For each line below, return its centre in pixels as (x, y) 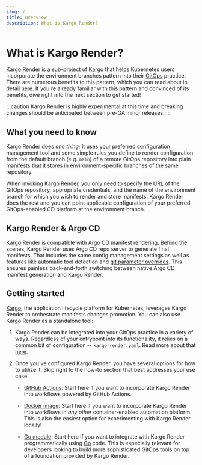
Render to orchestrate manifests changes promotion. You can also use (93, 314)
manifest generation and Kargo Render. (55, 274)
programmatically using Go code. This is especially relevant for (102, 443)
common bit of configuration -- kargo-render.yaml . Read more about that (105, 345)
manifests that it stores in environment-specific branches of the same (92, 165)
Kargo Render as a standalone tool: (50, 321)
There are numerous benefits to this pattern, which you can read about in (97, 82)
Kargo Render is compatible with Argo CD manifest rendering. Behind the (97, 242)
